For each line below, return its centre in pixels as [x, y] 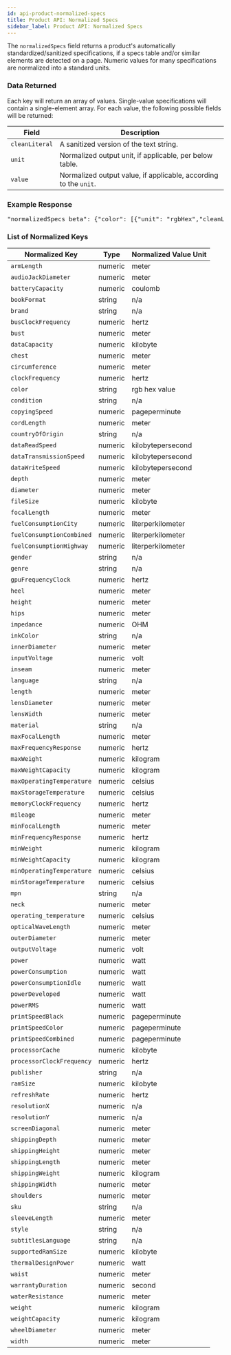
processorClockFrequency [51, 1061]
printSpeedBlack [37, 1017]
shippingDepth [34, 1140]
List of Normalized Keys [48, 236]
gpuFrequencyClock [41, 580]
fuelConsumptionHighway [49, 546]
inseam [21, 670]
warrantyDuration [39, 1285]
